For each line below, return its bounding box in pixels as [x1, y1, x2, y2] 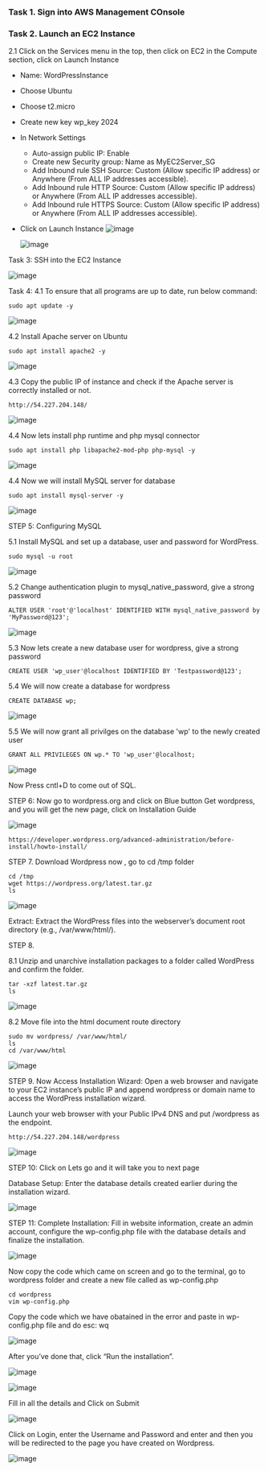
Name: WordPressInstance [19, 71, 108, 81]
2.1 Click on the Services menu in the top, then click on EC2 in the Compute [8, 47, 258, 56]
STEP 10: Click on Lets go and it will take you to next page [8, 1163, 200, 1173]
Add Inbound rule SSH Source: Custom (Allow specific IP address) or [31, 166, 260, 176]
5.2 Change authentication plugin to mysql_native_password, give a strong [8, 582, 255, 592]
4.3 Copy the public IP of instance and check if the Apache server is [8, 377, 234, 386]
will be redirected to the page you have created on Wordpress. [8, 1438, 215, 1448]
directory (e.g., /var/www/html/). [8, 925, 116, 935]
